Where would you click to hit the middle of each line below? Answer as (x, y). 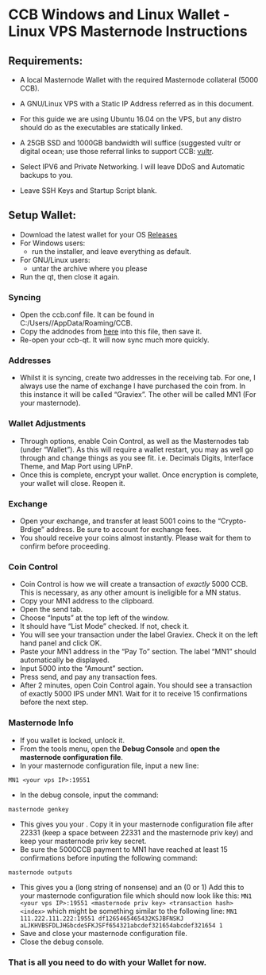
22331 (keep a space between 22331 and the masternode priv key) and (136, 832)
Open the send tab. (51, 610)
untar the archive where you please (89, 268)
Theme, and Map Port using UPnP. (76, 466)
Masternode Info (41, 723)
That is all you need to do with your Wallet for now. (108, 962)
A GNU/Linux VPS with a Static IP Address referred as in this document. (137, 104)
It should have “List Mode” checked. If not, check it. (104, 626)
